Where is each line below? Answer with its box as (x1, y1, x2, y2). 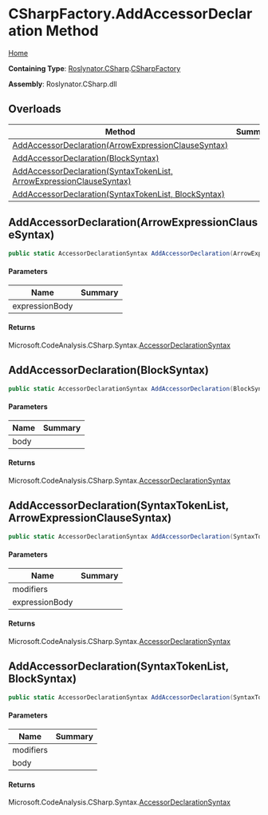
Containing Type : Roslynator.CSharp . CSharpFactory (8, 63, 181, 73)
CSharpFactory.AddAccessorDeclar (8, 5, 253, 23)
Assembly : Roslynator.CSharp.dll (8, 79, 117, 89)
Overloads (8, 102, 61, 116)
